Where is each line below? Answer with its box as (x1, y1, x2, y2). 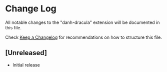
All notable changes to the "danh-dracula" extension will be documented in (5, 19, 160, 25)
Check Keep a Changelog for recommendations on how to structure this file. (5, 34, 162, 40)
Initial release (12, 62, 40, 68)
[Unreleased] (5, 49, 47, 57)
